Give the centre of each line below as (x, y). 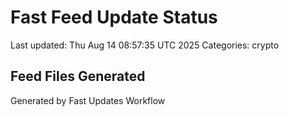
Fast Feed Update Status (114, 17)
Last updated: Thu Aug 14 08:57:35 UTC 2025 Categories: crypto (145, 45)
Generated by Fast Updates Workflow (88, 100)
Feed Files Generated (78, 76)
